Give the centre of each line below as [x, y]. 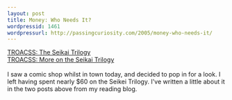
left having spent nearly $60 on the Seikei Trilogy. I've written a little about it [116, 82]
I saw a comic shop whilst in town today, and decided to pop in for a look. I [114, 74]
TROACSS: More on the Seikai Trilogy [61, 60]
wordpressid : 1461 [34, 26]
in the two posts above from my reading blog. [72, 89]
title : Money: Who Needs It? [49, 20]
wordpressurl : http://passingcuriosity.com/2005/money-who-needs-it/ [110, 33]
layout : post [26, 13]
